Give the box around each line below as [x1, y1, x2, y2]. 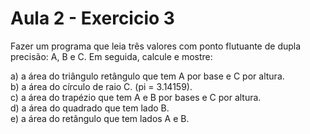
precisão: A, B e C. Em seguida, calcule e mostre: [10, 50, 213, 62]
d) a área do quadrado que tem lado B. [10, 102, 170, 114]
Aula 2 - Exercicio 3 [10, 7, 175, 30]
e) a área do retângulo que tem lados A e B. [10, 112, 190, 124]
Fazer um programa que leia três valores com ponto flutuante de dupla [10, 40, 302, 52]
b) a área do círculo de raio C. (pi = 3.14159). [10, 80, 193, 92]
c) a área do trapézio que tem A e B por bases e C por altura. [10, 91, 262, 103]
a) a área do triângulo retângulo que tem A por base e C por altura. [10, 70, 285, 82]
